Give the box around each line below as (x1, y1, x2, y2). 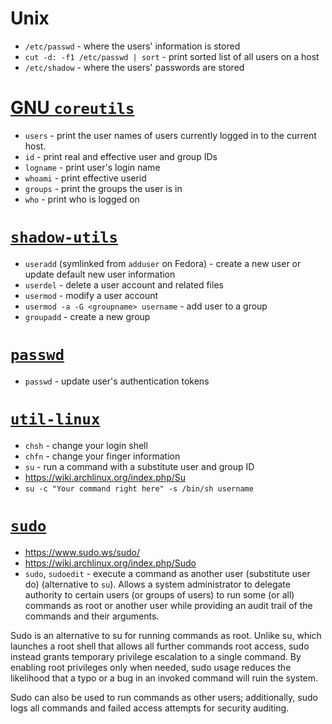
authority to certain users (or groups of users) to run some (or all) (24, 588, 295, 601)
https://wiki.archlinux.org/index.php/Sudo (24, 557, 197, 569)
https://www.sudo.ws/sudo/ (24, 546, 140, 558)
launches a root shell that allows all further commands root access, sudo (10, 640, 310, 652)
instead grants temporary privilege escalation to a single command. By (10, 650, 302, 662)
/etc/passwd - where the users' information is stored (24, 40, 241, 52)
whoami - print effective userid (24, 172, 147, 184)
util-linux (10, 410, 101, 429)
